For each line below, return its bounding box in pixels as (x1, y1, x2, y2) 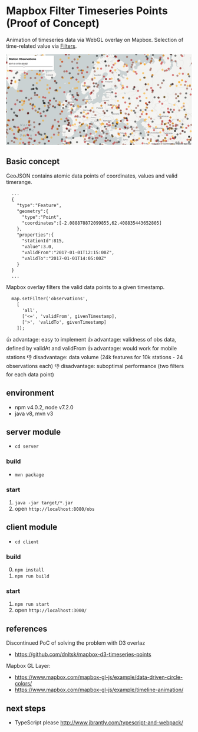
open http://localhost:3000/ (14, 606, 87, 614)
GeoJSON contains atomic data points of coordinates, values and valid (6, 172, 178, 179)
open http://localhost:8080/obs (14, 505, 95, 513)
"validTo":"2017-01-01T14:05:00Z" (21, 255, 107, 261)
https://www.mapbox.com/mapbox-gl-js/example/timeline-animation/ (14, 686, 184, 694)
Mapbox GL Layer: (6, 662, 51, 669)
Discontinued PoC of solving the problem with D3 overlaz (6, 639, 146, 646)
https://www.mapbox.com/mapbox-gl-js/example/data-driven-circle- (14, 674, 183, 681)
